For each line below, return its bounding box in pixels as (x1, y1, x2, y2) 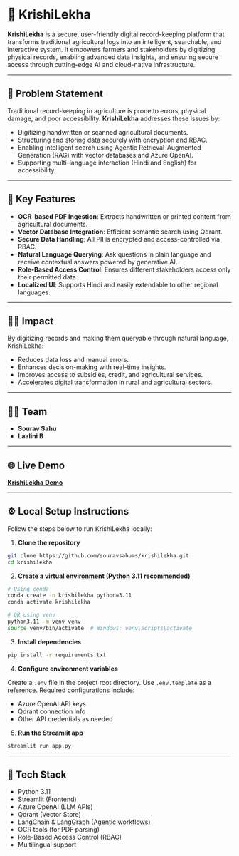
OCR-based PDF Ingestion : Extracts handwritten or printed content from (17, 212, 231, 220)
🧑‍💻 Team (7, 406, 48, 418)
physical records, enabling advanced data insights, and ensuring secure (7, 53, 219, 61)
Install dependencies (17, 637, 82, 646)
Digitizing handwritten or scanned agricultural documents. (17, 128, 188, 136)
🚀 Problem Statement (7, 88, 104, 100)
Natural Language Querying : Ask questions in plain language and (17, 249, 211, 259)
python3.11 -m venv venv (7, 618, 81, 626)
